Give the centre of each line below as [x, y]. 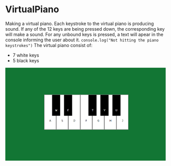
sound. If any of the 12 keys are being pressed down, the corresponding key [85, 29]
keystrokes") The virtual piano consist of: [49, 45]
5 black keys [26, 60]
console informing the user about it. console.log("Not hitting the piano [82, 40]
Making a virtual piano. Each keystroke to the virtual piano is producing [80, 23]
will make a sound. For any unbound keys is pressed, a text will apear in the [84, 34]
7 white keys [26, 55]
